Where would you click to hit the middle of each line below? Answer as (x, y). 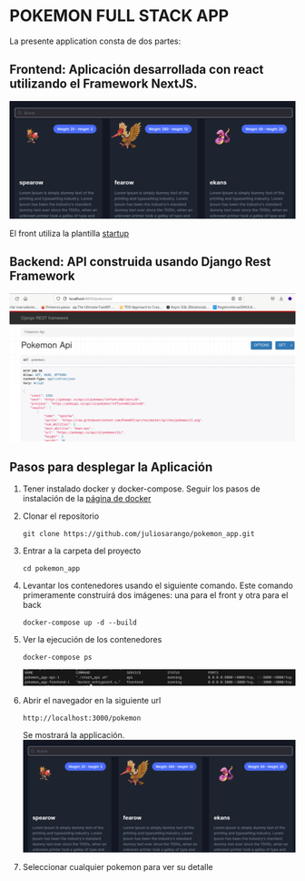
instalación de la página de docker (87, 498)
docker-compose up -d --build (80, 623)
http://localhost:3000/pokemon (82, 719)
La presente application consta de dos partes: (95, 41)
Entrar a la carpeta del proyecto (82, 551)
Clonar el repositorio (61, 516)
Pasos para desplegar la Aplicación (111, 466)
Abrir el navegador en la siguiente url (92, 701)
